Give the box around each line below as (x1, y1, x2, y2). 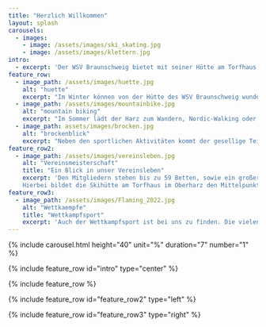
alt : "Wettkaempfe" (22, 203, 87, 211)
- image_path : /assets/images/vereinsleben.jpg (15, 152, 176, 160)
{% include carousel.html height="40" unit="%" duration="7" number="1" (8, 240, 249, 250)
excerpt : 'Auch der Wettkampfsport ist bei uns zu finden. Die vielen (22, 218, 260, 226)
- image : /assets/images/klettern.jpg (22, 48, 150, 56)
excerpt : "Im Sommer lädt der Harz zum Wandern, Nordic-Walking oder (22, 115, 257, 123)
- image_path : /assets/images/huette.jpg (15, 78, 154, 86)
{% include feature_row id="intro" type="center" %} (8, 264, 179, 274)
